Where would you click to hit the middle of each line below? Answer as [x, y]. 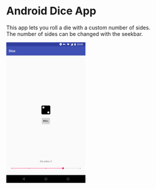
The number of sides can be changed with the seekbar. [75, 33]
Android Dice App [51, 11]
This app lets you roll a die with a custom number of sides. [78, 28]
